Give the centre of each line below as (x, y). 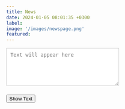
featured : (19, 34)
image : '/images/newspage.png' (45, 29)
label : (14, 23)
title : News (21, 12)
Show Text (21, 99)
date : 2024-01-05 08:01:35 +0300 (48, 17)
